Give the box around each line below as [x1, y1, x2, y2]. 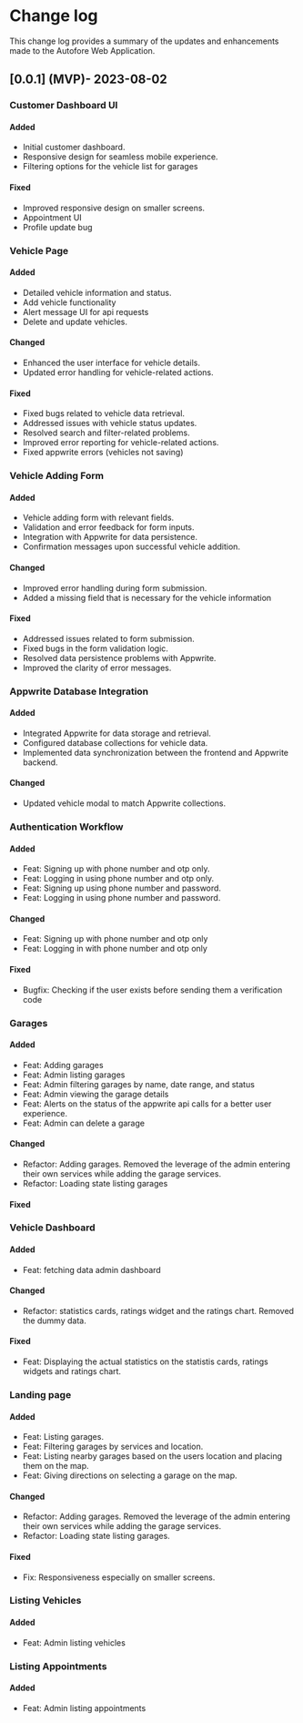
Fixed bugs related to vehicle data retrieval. [22, 408, 185, 419]
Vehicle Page [9, 244, 69, 257]
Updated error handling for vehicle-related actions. [22, 366, 214, 378]
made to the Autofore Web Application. [9, 45, 156, 56]
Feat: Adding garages [22, 1059, 104, 1070]
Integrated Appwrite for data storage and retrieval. [22, 728, 212, 739]
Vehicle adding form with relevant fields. [22, 512, 175, 524]
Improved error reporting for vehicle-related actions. [22, 437, 219, 448]
